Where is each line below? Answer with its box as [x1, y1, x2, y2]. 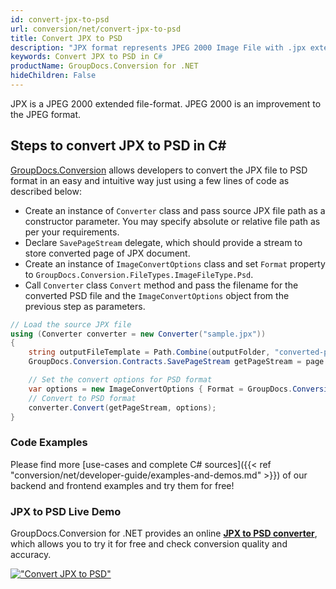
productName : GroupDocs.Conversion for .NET [10, 61, 199, 71]
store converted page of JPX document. [24, 247, 191, 259]
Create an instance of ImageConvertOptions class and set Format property [24, 257, 326, 270]
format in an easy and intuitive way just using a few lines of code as [10, 174, 290, 186]
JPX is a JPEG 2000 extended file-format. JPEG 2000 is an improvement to [10, 97, 322, 110]
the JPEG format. [10, 108, 82, 120]
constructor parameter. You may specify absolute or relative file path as [24, 215, 321, 227]
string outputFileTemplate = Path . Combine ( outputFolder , [28, 347, 271, 358]
